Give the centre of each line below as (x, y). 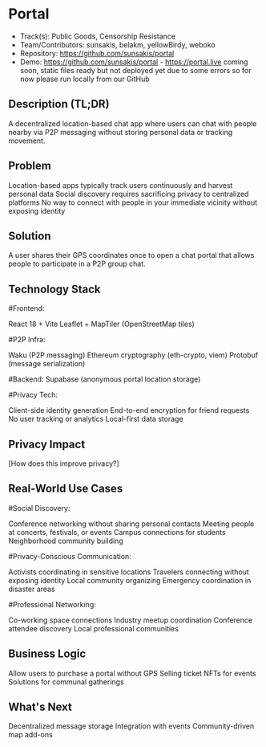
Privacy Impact (47, 444)
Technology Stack (54, 289)
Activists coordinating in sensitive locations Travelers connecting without (129, 572)
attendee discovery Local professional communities (93, 628)
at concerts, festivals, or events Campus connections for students (117, 532)
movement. (27, 141)
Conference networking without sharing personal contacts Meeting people (131, 524)
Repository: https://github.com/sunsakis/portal (97, 53)
